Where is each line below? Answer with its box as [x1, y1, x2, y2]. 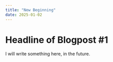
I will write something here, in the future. [5, 51, 91, 57]
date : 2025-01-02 [5, 12, 42, 17]
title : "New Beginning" [5, 7, 56, 13]
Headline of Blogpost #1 [5, 34, 108, 46]
